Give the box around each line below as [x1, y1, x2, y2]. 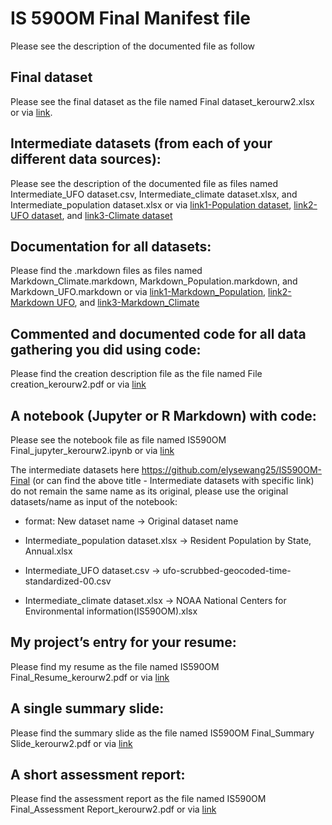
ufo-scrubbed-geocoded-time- [162, 565, 292, 576]
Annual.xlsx [24, 545, 73, 557]
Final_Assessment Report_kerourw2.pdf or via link [10, 803, 217, 816]
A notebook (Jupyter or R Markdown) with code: [10, 407, 317, 424]
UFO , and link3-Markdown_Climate [56, 297, 200, 309]
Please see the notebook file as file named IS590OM [10, 434, 227, 446]
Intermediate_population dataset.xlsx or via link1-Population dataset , [10, 198, 292, 211]
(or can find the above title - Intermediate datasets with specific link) [32, 475, 315, 486]
